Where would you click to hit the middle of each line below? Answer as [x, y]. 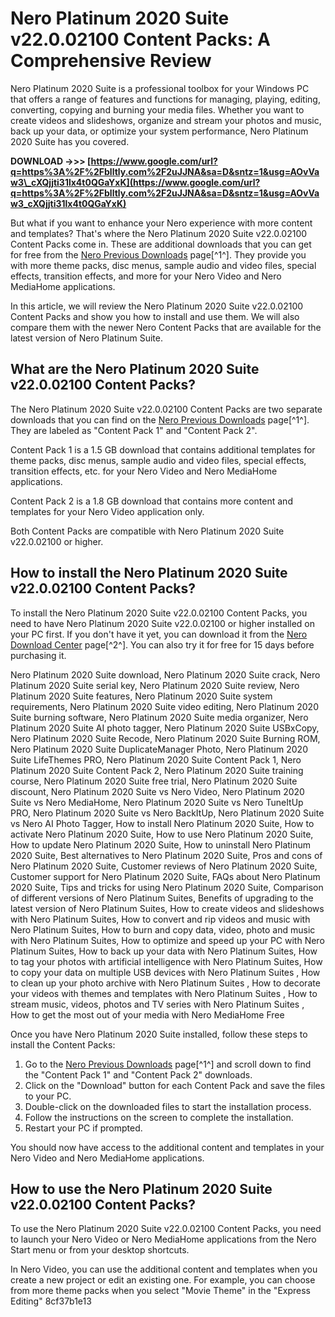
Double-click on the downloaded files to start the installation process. [168, 1106]
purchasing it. [38, 655]
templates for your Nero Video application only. [107, 511]
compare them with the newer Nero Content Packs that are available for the [166, 327]
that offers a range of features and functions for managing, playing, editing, [165, 99]
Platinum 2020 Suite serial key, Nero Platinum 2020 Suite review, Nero [155, 685]
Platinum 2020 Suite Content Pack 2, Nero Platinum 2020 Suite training [157, 770]
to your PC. [48, 1096]
